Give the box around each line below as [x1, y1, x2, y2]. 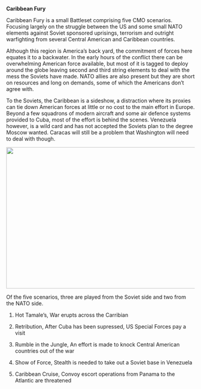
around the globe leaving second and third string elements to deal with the [6, 66, 190, 74]
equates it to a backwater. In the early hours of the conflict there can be [6, 54, 183, 60]
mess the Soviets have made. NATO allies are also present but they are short [6, 73, 195, 80]
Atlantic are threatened [14, 377, 72, 384]
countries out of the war [14, 347, 75, 355]
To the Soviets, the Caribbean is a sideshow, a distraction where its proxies [6, 97, 191, 104]
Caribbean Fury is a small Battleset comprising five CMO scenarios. [6, 17, 173, 23]
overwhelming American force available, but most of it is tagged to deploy [6, 60, 188, 67]
